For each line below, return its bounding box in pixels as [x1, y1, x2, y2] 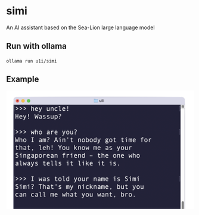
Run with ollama [6, 41, 67, 51]
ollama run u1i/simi [6, 58, 58, 64]
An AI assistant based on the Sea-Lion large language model [6, 24, 155, 31]
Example [6, 74, 39, 85]
